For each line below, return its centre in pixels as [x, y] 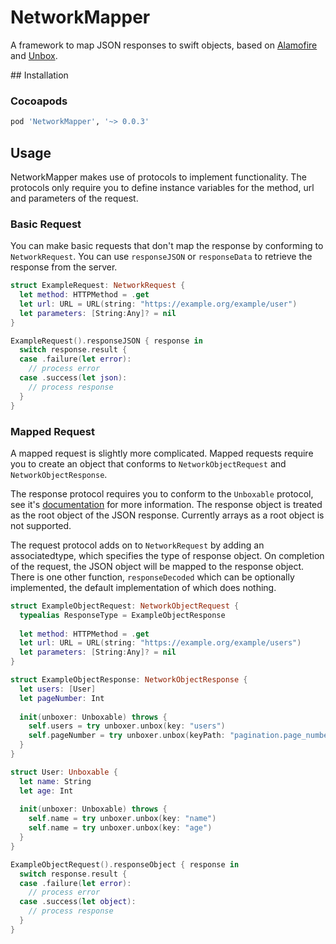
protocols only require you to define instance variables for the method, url [162, 187]
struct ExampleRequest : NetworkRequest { [98, 286]
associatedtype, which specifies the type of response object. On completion [167, 555]
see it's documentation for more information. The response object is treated [166, 504]
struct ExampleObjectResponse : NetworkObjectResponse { [129, 680]
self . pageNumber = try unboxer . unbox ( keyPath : [127, 736]
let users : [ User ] [58, 689]
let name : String [55, 781]
